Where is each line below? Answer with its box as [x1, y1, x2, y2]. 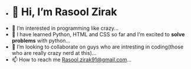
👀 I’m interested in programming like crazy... [11, 25, 119, 32]
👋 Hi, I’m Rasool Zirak [11, 5, 117, 19]
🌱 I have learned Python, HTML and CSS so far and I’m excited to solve [11, 30, 185, 37]
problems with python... [11, 37, 71, 44]
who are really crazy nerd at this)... [11, 49, 97, 56]
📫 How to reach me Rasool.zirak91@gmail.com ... [11, 56, 131, 63]
